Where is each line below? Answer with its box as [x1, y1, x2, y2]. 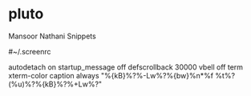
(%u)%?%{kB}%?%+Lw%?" [8, 79, 103, 89]
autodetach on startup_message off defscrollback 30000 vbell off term [8, 62, 243, 72]
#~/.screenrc [8, 46, 51, 56]
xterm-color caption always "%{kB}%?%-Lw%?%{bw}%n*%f [8, 70, 214, 80]
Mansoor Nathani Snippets [8, 31, 96, 41]
